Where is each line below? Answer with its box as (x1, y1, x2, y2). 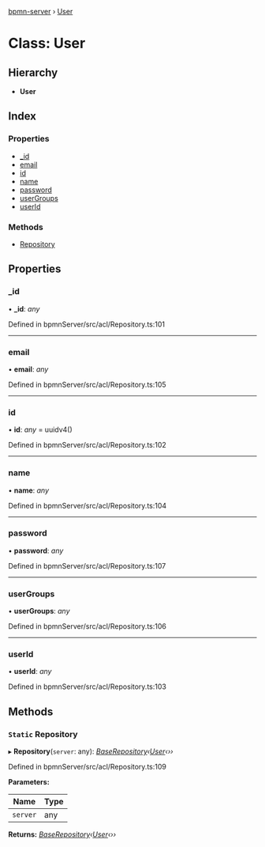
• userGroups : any (8, 607, 70, 616)
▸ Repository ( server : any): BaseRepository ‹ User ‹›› (8, 747, 174, 756)
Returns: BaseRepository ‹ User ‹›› (8, 830, 117, 839)
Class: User (8, 35, 86, 52)
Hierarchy (8, 66, 58, 79)
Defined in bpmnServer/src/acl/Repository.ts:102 (8, 441, 167, 450)
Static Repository (8, 728, 78, 739)
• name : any (8, 486, 50, 495)
